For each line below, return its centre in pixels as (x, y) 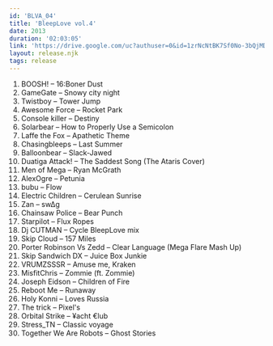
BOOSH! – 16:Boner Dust (62, 84)
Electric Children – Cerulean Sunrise (81, 196)
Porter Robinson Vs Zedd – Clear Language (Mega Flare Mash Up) (131, 247)
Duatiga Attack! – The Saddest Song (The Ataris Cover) (113, 161)
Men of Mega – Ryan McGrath (71, 170)
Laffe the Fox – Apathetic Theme (75, 135)
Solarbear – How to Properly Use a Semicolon (97, 127)
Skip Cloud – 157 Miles (58, 238)
